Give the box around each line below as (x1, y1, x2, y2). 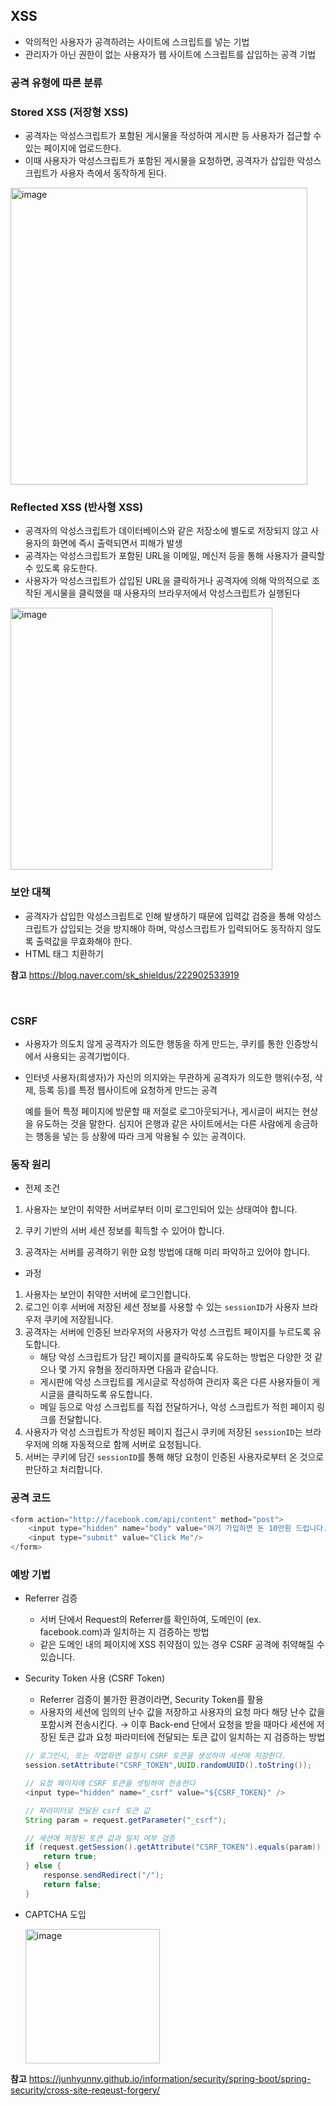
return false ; (43, 1879, 102, 1889)
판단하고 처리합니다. (24, 1464, 103, 1476)
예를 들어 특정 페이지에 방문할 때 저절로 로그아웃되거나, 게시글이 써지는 (24, 1105, 300, 1117)
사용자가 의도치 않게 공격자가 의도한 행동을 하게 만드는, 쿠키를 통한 (24, 1037, 284, 1049)
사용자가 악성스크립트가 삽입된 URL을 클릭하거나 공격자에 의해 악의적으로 (24, 575, 310, 587)
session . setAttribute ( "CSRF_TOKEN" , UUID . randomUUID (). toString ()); (24, 1760, 313, 1771)
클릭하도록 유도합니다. (66, 1389, 153, 1401)
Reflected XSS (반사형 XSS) (10, 500, 144, 514)
